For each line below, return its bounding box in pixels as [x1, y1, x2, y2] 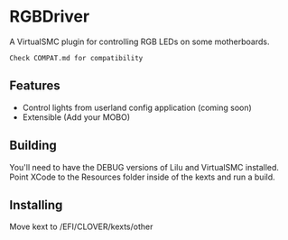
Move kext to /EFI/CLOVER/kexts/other [9, 221, 153, 232]
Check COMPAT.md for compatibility [9, 53, 144, 62]
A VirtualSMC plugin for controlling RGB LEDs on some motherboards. [9, 36, 270, 47]
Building [9, 138, 57, 153]
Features [9, 78, 60, 94]
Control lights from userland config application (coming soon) [22, 102, 253, 113]
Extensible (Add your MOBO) [22, 111, 131, 123]
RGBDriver [9, 6, 90, 27]
